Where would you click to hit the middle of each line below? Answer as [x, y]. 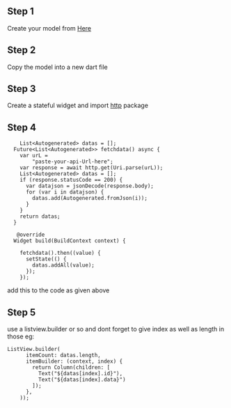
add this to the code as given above [58, 290]
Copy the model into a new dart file [57, 67]
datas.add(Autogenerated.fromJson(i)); [90, 198]
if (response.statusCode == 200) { [71, 180]
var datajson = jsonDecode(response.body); [90, 186]
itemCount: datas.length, [63, 355]
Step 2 [22, 50]
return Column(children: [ [71, 368]
